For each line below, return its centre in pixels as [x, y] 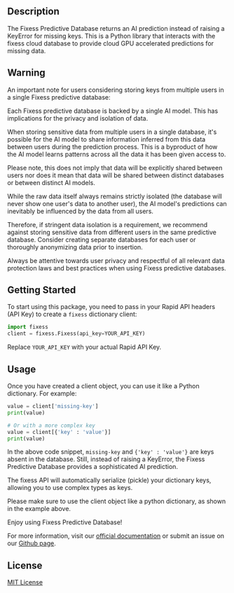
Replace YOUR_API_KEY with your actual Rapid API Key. [84, 347]
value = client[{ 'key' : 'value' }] [59, 432]
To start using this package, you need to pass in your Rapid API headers [111, 307]
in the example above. [39, 509]
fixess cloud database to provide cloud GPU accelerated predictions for [111, 43]
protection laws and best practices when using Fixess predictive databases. [117, 268]
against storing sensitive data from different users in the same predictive [112, 232]
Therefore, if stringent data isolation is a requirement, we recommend [108, 224]
